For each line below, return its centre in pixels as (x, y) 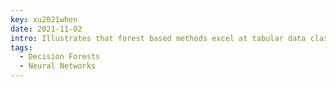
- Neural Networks (58, 66)
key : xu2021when (44, 19)
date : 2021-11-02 (46, 29)
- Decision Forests (60, 57)
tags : (21, 47)
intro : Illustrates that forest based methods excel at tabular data (158, 38)
